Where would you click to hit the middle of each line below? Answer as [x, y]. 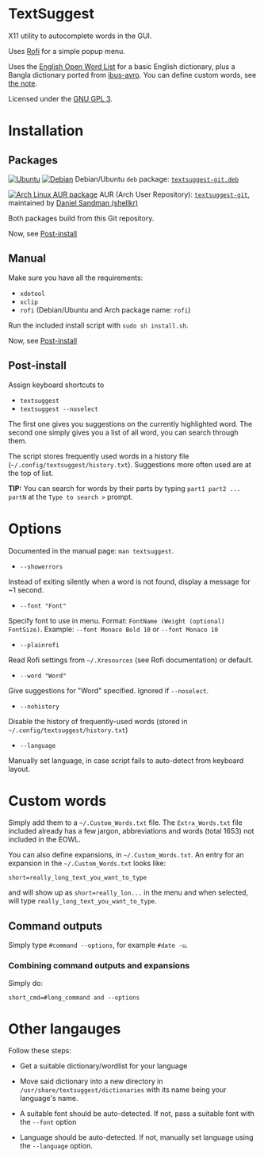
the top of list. [31, 473]
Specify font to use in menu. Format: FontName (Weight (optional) [117, 620]
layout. [19, 769]
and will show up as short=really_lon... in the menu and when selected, [128, 892]
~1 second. [26, 590]
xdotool [32, 293]
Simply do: [26, 983]
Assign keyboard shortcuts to [56, 385]
